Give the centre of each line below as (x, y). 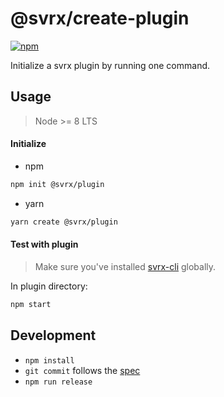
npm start (31, 304)
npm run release (58, 382)
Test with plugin (44, 244)
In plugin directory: (49, 286)
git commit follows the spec (82, 370)
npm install (49, 360)
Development (53, 335)
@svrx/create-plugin (100, 18)
